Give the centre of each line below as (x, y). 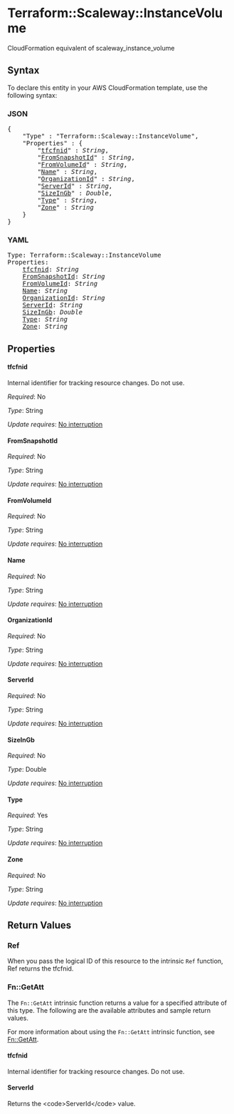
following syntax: (32, 95)
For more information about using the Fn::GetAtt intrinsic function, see (111, 1031)
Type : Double (27, 770)
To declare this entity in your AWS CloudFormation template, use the (107, 88)
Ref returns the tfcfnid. (41, 969)
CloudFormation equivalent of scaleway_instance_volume (91, 48)
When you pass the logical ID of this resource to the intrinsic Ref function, (115, 961)
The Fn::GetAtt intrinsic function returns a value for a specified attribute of (117, 1003)
